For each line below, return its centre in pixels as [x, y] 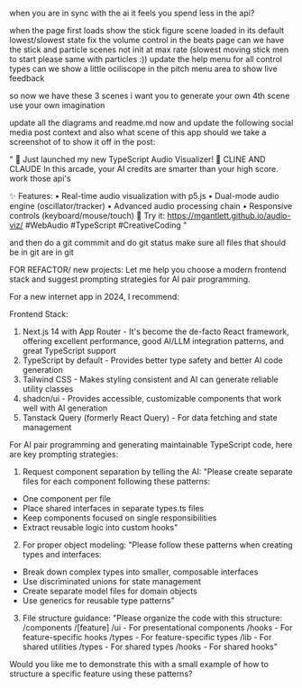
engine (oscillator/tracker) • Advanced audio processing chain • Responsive [151, 206]
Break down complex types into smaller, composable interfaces [140, 572]
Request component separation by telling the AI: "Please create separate [157, 471]
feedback [27, 78]
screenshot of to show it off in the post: [82, 142]
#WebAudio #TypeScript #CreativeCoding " [106, 225]
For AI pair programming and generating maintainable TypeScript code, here [151, 444]
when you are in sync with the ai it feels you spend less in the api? [132, 13]
